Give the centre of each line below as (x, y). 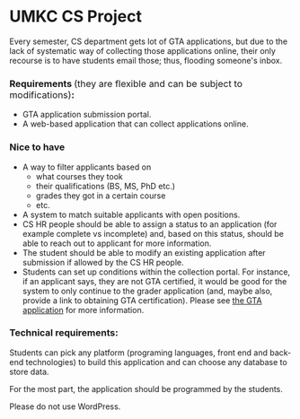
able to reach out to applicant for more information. (117, 243)
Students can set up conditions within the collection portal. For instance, (156, 272)
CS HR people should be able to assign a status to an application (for (150, 224)
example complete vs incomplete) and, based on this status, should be (153, 233)
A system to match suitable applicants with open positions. (131, 214)
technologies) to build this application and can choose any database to (156, 362)
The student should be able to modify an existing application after (144, 252)
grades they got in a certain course (101, 196)
